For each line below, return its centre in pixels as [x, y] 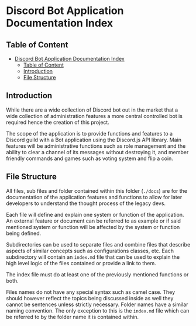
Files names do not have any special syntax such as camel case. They [91, 292]
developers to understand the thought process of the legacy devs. [86, 203]
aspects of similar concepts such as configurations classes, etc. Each [90, 251]
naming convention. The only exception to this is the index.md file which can [98, 310]
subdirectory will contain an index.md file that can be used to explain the [93, 257]
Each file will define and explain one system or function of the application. [95, 214]
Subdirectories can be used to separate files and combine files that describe [98, 244]
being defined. [24, 233]
